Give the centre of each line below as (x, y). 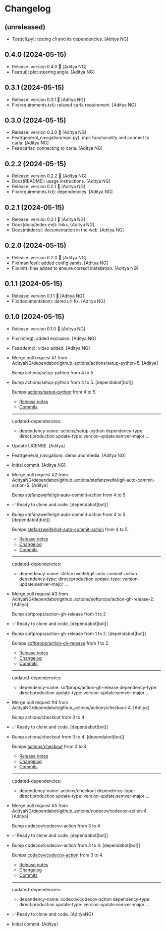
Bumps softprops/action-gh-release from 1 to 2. (60, 643)
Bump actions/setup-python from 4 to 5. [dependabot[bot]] (72, 382)
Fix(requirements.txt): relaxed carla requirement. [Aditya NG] (74, 104)
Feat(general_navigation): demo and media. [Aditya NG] (69, 455)
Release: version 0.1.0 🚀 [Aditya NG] (49, 328)
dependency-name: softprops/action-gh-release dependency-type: (88, 687)
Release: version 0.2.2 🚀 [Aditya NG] (49, 176)
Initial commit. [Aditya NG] (39, 465)
